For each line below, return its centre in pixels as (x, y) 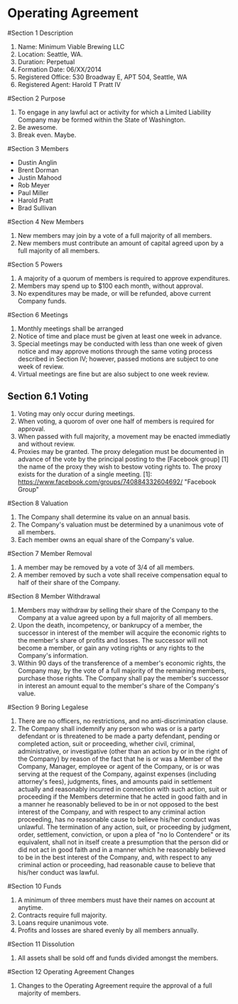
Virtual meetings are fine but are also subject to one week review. (113, 374)
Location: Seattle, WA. (50, 54)
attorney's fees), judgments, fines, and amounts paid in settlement (115, 781)
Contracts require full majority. (62, 915)
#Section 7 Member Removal (50, 553)
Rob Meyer (34, 185)
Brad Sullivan (37, 207)
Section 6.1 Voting (48, 397)
